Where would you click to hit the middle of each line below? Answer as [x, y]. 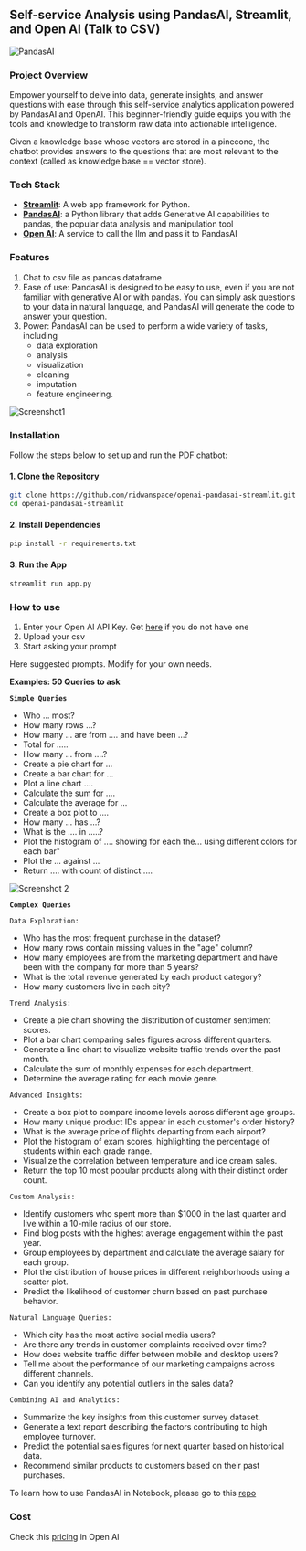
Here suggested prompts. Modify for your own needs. [111, 664]
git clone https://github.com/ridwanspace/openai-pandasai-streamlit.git [153, 496]
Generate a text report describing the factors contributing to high [145, 1427]
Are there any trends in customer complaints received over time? [144, 1345]
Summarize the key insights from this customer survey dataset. [142, 1417]
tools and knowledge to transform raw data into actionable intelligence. [143, 124]
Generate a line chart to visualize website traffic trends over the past [152, 1050]
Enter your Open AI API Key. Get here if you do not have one [136, 627]
